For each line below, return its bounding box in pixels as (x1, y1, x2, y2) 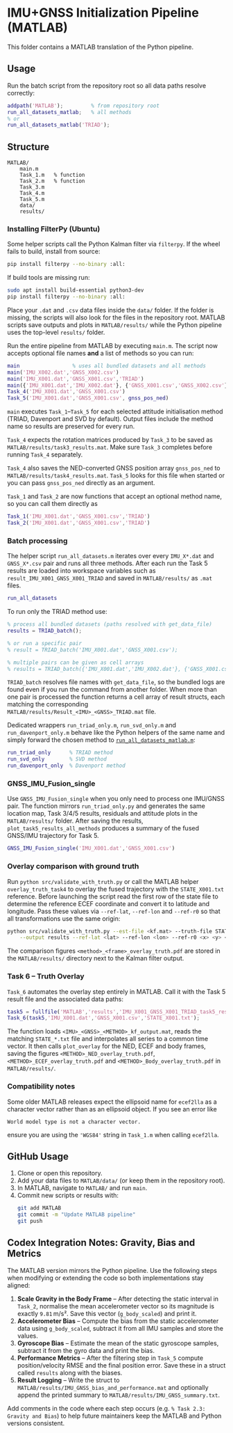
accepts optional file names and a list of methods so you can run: (7, 349, 194, 357)
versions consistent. (7, 1418, 65, 1427)
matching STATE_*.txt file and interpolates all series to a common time (7, 1035, 209, 1043)
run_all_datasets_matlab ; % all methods (7, 109, 132, 116)
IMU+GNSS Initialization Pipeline (7, 5, 199, 21)
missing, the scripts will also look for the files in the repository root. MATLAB (7, 313, 225, 322)
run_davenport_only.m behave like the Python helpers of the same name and (7, 729, 225, 737)
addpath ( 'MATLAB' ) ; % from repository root (7, 102, 159, 109)
